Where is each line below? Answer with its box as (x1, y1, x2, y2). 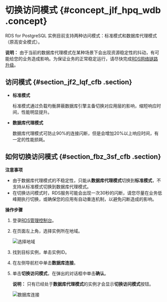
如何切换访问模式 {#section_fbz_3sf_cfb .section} (5, 153, 161, 161)
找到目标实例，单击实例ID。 (12, 249, 70, 255)
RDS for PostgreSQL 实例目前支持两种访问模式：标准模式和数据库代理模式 (5, 32, 157, 38)
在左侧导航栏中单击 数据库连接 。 (12, 260, 78, 266)
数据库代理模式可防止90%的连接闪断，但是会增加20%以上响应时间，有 (12, 130, 159, 136)
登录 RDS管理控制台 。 (12, 217, 56, 223)
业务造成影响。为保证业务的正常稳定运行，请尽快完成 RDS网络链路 (22, 55, 159, 61)
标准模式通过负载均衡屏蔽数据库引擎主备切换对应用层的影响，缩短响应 (12, 103, 157, 109)
